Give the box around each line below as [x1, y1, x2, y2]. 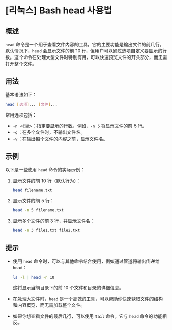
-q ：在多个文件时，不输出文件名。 [12, 129, 86, 135]
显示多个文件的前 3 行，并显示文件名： [12, 218, 95, 224]
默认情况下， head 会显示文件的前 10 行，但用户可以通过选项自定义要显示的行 [5, 48, 167, 54]
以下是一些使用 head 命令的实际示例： [5, 166, 85, 172]
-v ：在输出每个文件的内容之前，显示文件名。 [12, 135, 108, 142]
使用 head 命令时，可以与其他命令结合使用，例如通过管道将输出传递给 [12, 258, 160, 264]
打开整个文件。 [5, 61, 37, 67]
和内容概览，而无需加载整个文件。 [12, 302, 85, 308]
